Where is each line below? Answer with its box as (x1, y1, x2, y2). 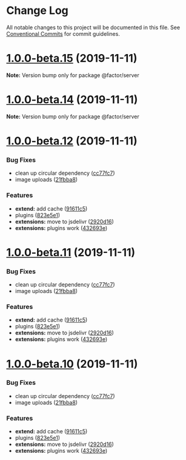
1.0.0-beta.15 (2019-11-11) (6, 52, 138, 66)
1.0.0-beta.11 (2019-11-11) (6, 245, 136, 259)
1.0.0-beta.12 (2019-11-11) (6, 134, 138, 147)
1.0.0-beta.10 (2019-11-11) (6, 357, 138, 371)
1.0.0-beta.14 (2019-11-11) (6, 93, 138, 107)
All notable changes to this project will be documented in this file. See (6, 24, 181, 31)
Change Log (6, 4, 68, 18)
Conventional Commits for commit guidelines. (6, 30, 120, 37)
